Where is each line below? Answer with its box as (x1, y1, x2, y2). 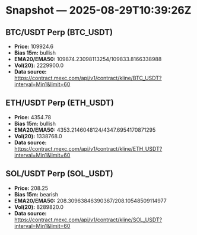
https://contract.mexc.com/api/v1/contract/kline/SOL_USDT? (14, 216, 163, 223)
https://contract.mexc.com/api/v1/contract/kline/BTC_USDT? (14, 75, 162, 81)
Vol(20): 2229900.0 (14, 62, 63, 69)
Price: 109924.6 (14, 43, 54, 50)
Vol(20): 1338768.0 (14, 132, 63, 139)
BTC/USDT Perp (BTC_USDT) (5, 27, 113, 37)
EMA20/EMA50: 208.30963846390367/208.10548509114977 (14, 197, 167, 204)
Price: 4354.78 (14, 113, 52, 120)
